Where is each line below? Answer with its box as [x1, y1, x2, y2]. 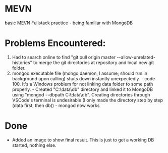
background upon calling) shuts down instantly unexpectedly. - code [12, 75, 155, 81]
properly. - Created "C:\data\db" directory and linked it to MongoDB [12, 86, 153, 92]
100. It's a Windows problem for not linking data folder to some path [12, 81, 153, 87]
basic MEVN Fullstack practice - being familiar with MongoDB [5, 20, 133, 26]
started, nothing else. [12, 142, 57, 148]
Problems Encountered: [5, 37, 106, 49]
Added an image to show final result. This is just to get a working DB [12, 137, 154, 143]
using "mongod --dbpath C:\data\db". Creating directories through [12, 91, 150, 97]
